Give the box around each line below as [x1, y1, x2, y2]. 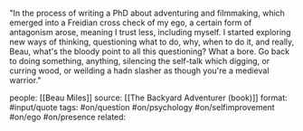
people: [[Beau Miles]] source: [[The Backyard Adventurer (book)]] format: [9, 92, 288, 103]
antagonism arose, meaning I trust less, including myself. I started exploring [9, 27, 291, 37]
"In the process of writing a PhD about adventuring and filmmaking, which [9, 8, 285, 18]
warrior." [9, 75, 42, 85]
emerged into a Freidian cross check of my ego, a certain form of [9, 17, 252, 28]
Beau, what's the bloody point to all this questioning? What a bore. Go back [9, 46, 290, 57]
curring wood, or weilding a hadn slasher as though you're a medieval [9, 65, 270, 76]
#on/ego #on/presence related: [9, 112, 127, 122]
